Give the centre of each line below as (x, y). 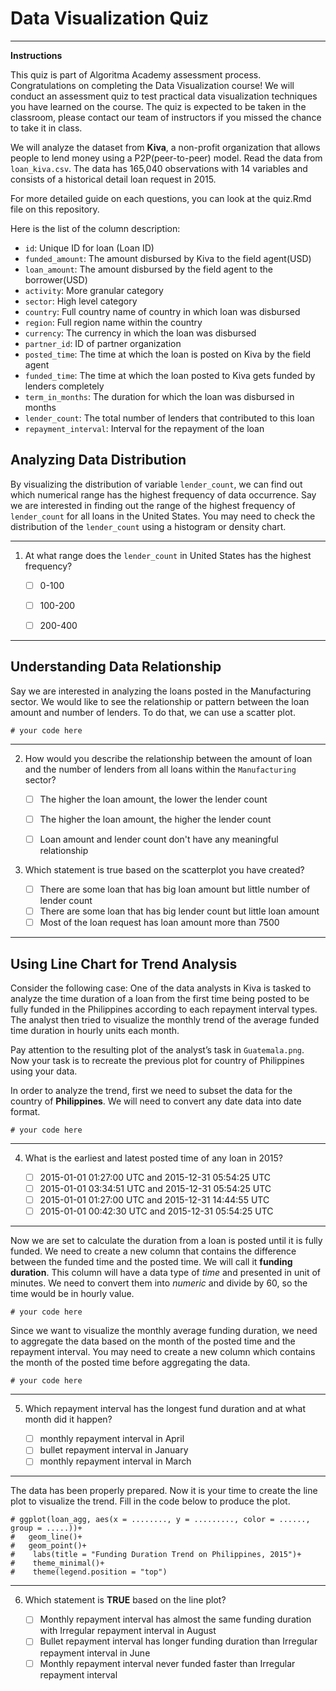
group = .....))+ (46, 1528)
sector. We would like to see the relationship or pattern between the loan (160, 701)
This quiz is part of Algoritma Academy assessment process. (136, 74)
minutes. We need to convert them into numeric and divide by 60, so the (159, 1283)
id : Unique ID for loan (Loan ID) (89, 248)
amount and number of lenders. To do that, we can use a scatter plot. (153, 712)
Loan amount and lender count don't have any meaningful (159, 839)
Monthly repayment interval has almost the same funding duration (175, 1619)
